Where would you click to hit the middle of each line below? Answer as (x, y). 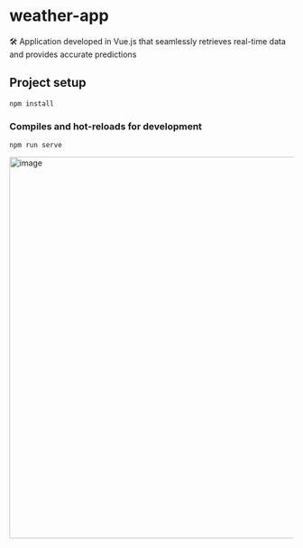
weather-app (60, 16)
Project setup (48, 83)
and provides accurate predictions (73, 54)
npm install (32, 104)
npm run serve (36, 146)
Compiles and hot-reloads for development (106, 126)
